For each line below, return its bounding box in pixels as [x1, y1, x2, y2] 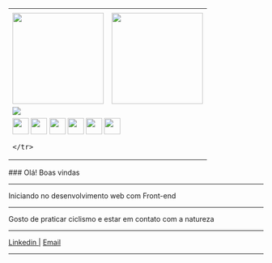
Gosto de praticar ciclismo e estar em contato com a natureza [8, 214, 215, 223]
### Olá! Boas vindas [8, 168, 80, 177]
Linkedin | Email [8, 238, 62, 247]
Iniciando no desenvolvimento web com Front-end [8, 191, 176, 201]
